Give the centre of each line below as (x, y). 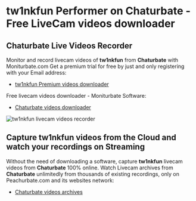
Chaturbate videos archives (49, 191)
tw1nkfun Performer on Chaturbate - (98, 11)
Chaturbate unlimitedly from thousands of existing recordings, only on (93, 174)
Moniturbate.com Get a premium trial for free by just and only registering (95, 66)
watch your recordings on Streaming (75, 147)
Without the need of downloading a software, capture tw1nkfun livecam (94, 161)
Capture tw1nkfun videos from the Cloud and (91, 137)
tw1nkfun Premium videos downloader (62, 84)
